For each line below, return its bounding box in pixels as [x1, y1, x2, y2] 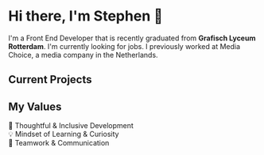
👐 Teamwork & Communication [8, 138, 110, 148]
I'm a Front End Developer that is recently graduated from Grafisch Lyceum [8, 33, 256, 43]
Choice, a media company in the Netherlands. [8, 50, 158, 59]
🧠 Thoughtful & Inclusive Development [8, 121, 134, 130]
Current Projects [8, 73, 92, 86]
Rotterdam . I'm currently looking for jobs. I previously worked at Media [8, 41, 241, 51]
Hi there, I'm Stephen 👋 [8, 7, 163, 25]
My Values [8, 100, 62, 113]
